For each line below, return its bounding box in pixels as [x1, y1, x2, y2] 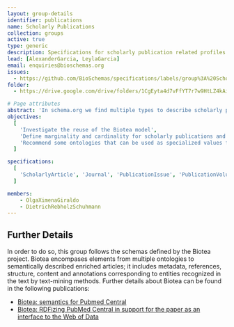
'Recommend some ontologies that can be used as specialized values [19, 139, 223, 146]
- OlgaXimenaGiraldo [19, 196, 79, 204]
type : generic [7, 42, 49, 49]
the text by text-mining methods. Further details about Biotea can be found [7, 277, 221, 285]
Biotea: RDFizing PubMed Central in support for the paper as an [17, 305, 201, 314]
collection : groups [7, 29, 64, 37]
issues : [7, 68, 30, 75]
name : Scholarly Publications [7, 23, 95, 30]
